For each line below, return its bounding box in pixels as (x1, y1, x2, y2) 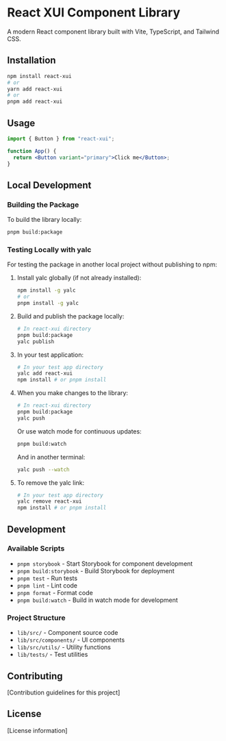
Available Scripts (7, 544, 65, 553)
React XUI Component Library (7, 5, 181, 21)
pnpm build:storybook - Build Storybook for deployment (16, 566, 175, 575)
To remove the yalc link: (16, 478, 85, 487)
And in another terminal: (16, 453, 86, 461)
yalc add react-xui (16, 370, 73, 377)
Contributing (7, 670, 63, 682)
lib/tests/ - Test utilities (16, 651, 88, 659)
